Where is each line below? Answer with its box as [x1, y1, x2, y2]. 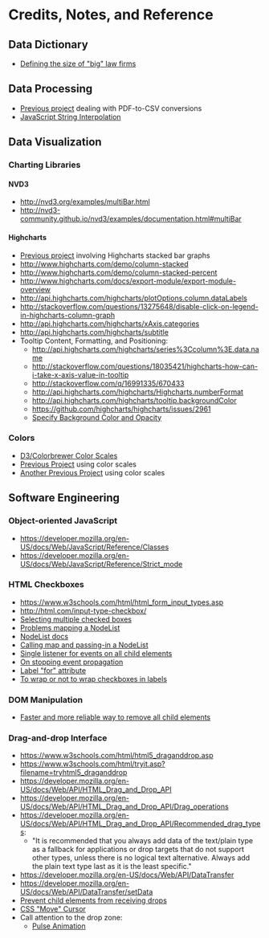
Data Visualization [8, 135, 102, 149]
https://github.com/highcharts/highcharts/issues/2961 [31, 404, 211, 414]
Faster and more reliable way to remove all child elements [19, 712, 211, 722]
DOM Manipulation [8, 694, 83, 705]
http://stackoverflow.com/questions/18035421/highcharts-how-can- [31, 361, 259, 371]
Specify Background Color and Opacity [31, 412, 162, 422]
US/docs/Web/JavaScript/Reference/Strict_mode [19, 559, 183, 569]
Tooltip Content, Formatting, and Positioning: [19, 336, 169, 345]
